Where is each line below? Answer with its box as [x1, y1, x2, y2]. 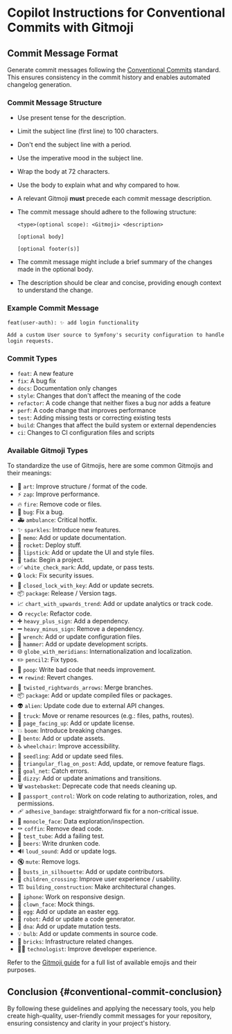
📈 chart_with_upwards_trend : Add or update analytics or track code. [17, 600, 213, 608]
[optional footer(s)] [17, 245, 80, 253]
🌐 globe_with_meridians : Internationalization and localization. [17, 648, 193, 656]
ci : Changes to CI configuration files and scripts [17, 428, 154, 436]
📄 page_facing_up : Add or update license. [17, 719, 135, 728]
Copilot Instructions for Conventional [7, 5, 226, 21]
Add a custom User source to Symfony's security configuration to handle [7, 331, 225, 338]
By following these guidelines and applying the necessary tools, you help [7, 1004, 215, 1012]
